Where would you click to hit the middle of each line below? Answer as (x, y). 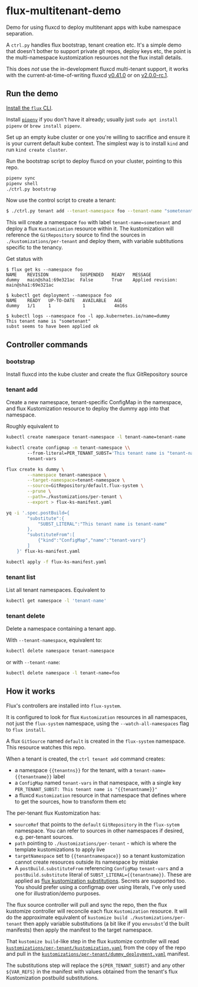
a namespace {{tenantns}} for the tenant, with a (73, 770)
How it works (31, 691)
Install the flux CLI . (29, 108)
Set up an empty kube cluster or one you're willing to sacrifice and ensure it (98, 137)
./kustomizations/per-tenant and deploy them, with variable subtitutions (95, 241)
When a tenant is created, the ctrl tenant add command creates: (86, 759)
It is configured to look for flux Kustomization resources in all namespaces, (97, 717)
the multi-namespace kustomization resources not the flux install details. (94, 57)
